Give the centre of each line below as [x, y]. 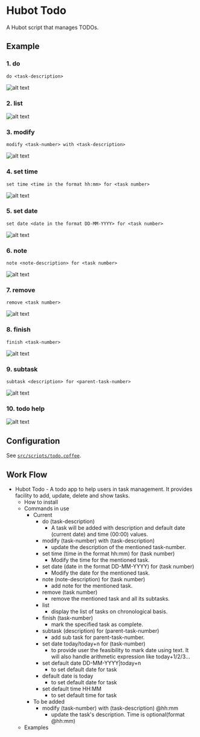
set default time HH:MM [72, 689]
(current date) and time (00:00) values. [100, 534]
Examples [36, 727]
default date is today [68, 676]
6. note [17, 250]
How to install [41, 502]
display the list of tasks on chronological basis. [109, 611]
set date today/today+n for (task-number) [94, 644]
